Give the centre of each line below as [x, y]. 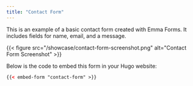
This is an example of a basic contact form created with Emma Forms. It [97, 29]
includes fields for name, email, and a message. [66, 36]
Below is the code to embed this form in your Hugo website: [82, 66]
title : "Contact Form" [35, 12]
